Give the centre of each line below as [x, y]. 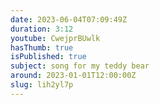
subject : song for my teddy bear [80, 66]
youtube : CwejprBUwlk [55, 38]
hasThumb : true [42, 47]
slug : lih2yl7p [42, 85]
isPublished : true [48, 57]
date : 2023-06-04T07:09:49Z [69, 19]
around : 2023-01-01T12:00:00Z [73, 76]
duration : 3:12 [42, 29]
